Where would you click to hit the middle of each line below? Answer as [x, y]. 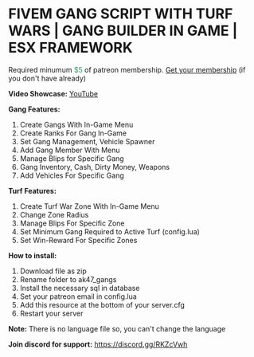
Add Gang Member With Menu [70, 150]
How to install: [33, 255]
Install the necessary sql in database [80, 288]
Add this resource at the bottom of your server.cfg [102, 304]
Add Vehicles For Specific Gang [72, 175]
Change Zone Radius [54, 214]
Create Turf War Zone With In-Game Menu [89, 206]
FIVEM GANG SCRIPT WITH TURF [121, 14]
